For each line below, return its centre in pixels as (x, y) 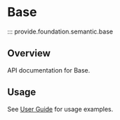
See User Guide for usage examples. (60, 109)
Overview (29, 53)
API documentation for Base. (49, 70)
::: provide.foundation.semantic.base (60, 31)
